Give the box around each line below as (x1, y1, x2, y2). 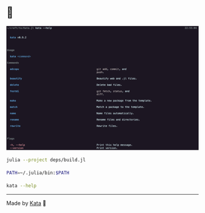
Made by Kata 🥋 (6, 199, 47, 206)
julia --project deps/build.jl (6, 157, 86, 163)
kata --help (6, 183, 37, 189)
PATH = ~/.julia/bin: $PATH (6, 170, 70, 176)
